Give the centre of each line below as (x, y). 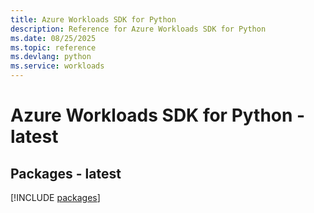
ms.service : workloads (57, 66)
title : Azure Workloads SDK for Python (93, 19)
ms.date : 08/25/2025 (53, 38)
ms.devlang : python (51, 57)
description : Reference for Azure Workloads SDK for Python (138, 29)
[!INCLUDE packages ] (55, 197)
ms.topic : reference (53, 47)
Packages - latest (66, 173)
